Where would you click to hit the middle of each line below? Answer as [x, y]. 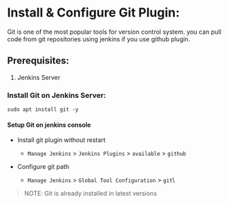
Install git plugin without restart [61, 140]
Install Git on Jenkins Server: [57, 95]
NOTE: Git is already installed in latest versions [91, 194]
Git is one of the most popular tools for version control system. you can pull [114, 32]
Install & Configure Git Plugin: [94, 13]
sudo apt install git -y [43, 110]
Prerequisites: [38, 61]
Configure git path [43, 167]
